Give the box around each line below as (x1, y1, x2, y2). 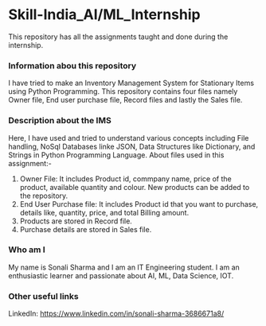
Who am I (8, 244, 45, 255)
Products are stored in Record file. (19, 216, 133, 226)
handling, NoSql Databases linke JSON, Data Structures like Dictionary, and (8, 142, 256, 151)
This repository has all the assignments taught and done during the (8, 32, 229, 41)
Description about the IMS (8, 115, 111, 126)
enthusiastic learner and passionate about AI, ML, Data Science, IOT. (8, 270, 234, 280)
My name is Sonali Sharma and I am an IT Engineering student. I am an (8, 262, 241, 272)
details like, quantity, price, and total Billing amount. (19, 208, 190, 217)
